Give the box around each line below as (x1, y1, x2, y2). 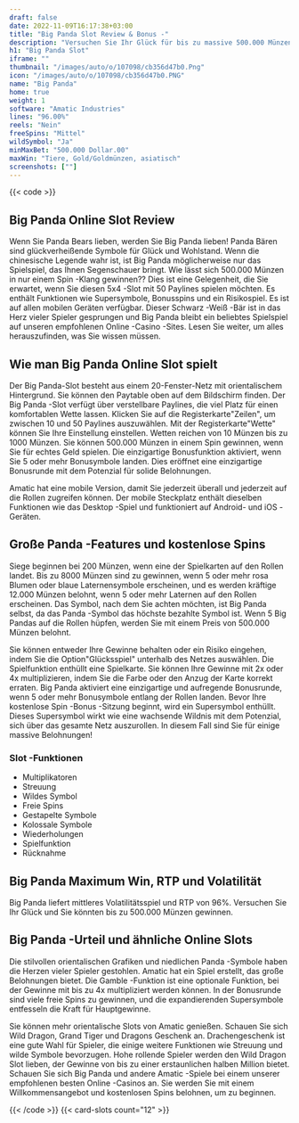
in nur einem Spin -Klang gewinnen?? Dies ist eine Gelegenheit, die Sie (9, 274, 269, 285)
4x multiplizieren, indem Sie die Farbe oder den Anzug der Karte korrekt (9, 672, 273, 683)
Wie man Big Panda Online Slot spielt (9, 357, 218, 372)
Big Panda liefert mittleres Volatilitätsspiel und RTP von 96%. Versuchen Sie (9, 897, 287, 907)
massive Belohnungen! (9, 729, 93, 740)
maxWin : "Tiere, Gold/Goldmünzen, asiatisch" (9, 153, 181, 163)
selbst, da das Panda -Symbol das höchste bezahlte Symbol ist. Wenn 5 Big (9, 608, 287, 619)
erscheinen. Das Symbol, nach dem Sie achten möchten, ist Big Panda (9, 598, 267, 609)
